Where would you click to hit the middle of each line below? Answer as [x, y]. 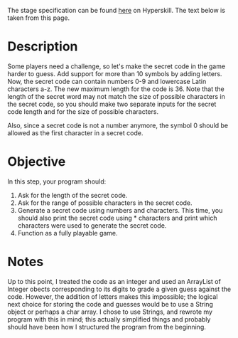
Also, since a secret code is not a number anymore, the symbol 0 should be [118, 125]
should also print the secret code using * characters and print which [117, 218]
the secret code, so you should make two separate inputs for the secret [112, 104]
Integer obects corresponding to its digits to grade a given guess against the [119, 289]
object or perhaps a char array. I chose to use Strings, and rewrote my [110, 312]
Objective [37, 162]
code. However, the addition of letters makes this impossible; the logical [113, 296]
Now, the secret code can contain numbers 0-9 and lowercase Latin [107, 81]
